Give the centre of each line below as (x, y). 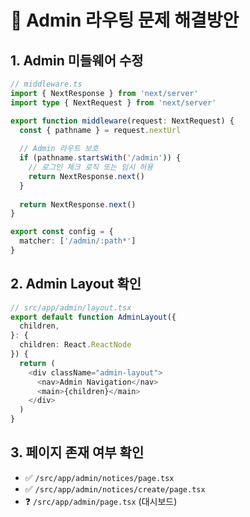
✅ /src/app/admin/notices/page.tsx (99, 477)
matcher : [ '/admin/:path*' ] (78, 241)
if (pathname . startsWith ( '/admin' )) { (100, 158)
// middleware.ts (46, 84)
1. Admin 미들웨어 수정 (77, 60)
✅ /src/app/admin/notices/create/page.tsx (115, 488)
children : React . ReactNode (75, 345)
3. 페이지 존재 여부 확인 (77, 452)
